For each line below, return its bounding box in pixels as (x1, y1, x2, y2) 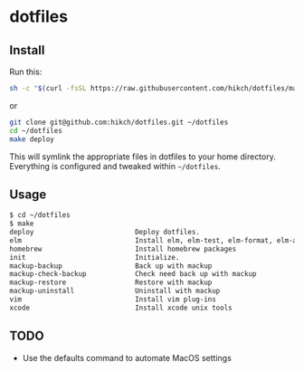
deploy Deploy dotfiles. (9, 228, 201, 237)
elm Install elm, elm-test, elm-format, (9, 235, 273, 245)
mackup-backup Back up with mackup (9, 261, 213, 271)
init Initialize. (9, 253, 180, 262)
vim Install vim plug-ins (9, 295, 217, 304)
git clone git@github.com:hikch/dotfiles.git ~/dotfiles (9, 118, 229, 127)
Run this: (9, 66, 43, 77)
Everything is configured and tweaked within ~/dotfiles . (9, 160, 222, 171)
